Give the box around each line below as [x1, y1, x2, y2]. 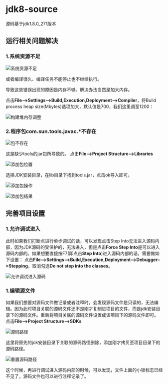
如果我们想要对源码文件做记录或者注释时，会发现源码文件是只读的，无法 [5, 299, 154, 305]
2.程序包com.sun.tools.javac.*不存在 [5, 127, 97, 134]
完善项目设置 [5, 209, 45, 218]
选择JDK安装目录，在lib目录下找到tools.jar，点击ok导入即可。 [5, 171, 133, 178]
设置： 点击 [9, 256, 33, 262]
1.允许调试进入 [5, 225, 40, 232]
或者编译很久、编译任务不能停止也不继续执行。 [5, 76, 102, 82]
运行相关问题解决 [5, 36, 58, 45]
